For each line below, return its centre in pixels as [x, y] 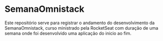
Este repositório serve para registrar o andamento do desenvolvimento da [80, 23]
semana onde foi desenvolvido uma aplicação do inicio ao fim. [68, 33]
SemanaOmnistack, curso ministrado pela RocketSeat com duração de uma [81, 28]
